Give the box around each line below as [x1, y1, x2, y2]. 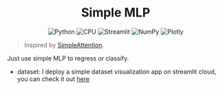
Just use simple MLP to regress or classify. [7, 54, 129, 63]
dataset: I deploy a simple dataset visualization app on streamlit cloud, [17, 67, 217, 76]
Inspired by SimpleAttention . [23, 41, 105, 49]
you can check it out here [17, 74, 90, 83]
